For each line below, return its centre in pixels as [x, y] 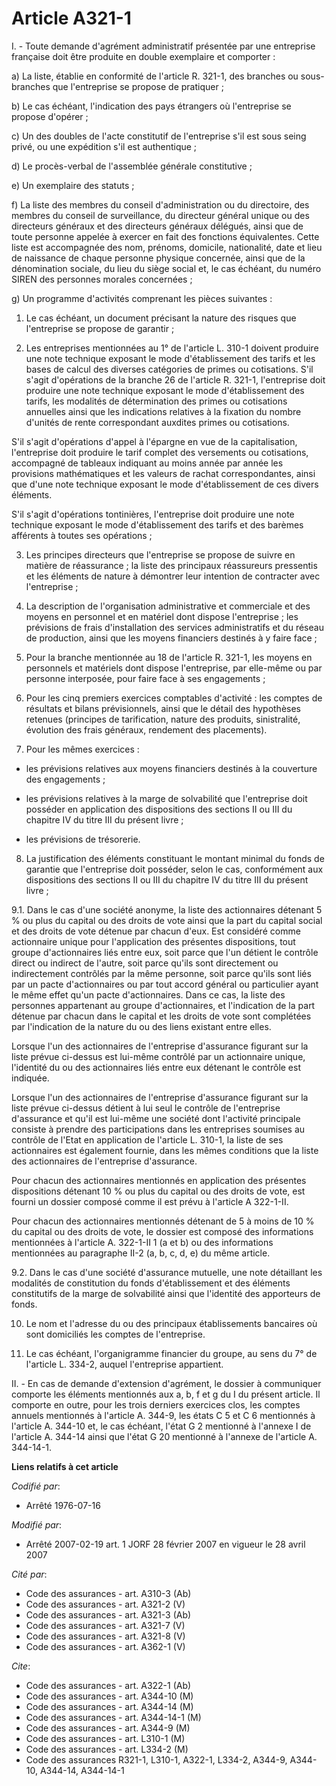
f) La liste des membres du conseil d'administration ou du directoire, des [160, 204]
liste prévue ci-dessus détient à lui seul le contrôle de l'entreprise [146, 1108]
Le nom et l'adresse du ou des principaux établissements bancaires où [171, 1323]
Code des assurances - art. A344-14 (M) [109, 1706]
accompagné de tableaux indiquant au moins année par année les [147, 463]
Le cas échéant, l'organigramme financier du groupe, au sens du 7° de [171, 1353]
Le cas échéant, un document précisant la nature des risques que [161, 318]
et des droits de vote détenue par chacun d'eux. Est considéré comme [156, 931]
